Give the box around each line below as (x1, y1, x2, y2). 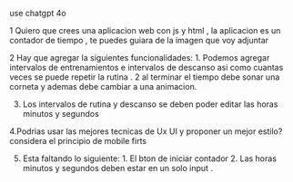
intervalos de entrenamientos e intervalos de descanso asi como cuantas (9, 62, 284, 72)
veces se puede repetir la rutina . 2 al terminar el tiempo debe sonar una (9, 72, 280, 82)
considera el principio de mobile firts (9, 136, 147, 146)
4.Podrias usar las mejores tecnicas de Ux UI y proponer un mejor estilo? (9, 126, 283, 137)
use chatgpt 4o (9, 8, 66, 18)
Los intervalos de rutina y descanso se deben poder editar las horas (22, 99, 278, 110)
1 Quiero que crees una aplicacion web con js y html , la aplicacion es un (9, 25, 281, 35)
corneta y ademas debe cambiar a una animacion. (9, 81, 197, 91)
